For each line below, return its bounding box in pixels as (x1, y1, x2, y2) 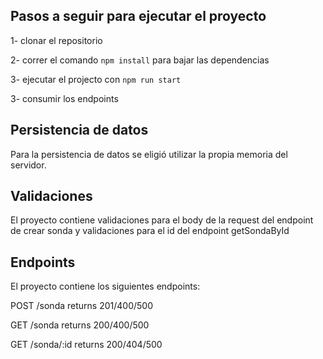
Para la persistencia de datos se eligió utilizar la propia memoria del (10, 148, 288, 160)
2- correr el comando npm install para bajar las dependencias (10, 54, 270, 66)
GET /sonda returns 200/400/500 (10, 319, 150, 331)
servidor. (10, 159, 47, 171)
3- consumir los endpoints (10, 92, 119, 104)
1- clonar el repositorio (10, 34, 103, 46)
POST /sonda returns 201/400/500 (10, 300, 153, 312)
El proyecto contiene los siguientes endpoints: (10, 280, 201, 293)
